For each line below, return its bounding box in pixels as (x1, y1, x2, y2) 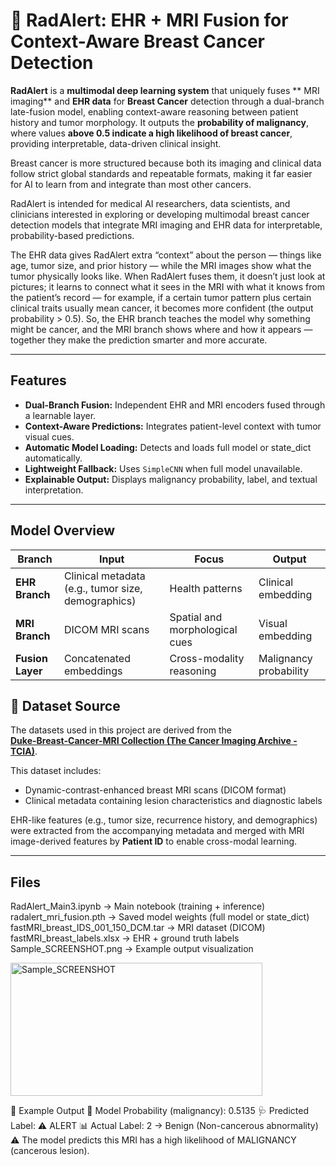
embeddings (63, 664, 123, 678)
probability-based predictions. (10, 229, 135, 241)
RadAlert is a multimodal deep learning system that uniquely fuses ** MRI (10, 84, 320, 96)
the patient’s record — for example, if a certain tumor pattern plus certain (10, 291, 312, 303)
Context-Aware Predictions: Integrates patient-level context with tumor (24, 420, 322, 432)
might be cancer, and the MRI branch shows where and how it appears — (10, 323, 313, 335)
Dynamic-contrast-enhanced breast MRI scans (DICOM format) (24, 784, 287, 796)
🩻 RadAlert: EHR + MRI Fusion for (10, 9, 289, 32)
